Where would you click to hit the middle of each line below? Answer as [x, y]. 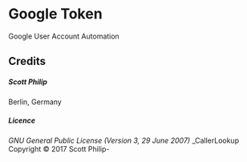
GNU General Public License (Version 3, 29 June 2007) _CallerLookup [123, 140]
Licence [22, 120]
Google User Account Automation [64, 36]
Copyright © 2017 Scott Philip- [59, 149]
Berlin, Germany [35, 102]
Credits [27, 61]
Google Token [55, 14]
